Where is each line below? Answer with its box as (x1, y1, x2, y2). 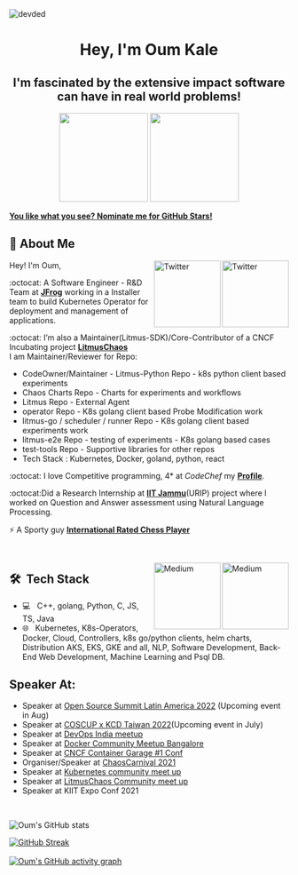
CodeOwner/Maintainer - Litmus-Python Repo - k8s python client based (21, 368, 286, 378)
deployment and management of (9, 306, 129, 316)
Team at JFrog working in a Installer (9, 286, 141, 297)
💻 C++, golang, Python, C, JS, (21, 600, 139, 611)
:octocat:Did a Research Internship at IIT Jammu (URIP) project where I (9, 488, 268, 498)
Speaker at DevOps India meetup (21, 728, 144, 740)
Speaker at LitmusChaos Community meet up (21, 776, 189, 787)
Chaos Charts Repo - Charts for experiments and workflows (21, 386, 242, 398)
